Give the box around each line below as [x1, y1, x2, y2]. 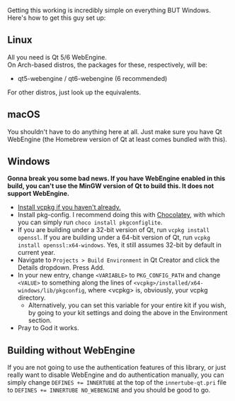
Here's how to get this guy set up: [7, 13, 106, 22]
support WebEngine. [7, 189, 69, 198]
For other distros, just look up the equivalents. [7, 88, 142, 97]
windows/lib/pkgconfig [17, 287, 85, 295]
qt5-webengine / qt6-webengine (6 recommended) [17, 74, 168, 82]
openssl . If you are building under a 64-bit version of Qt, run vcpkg [17, 234, 211, 242]
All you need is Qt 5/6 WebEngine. [7, 53, 108, 61]
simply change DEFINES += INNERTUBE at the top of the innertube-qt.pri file [7, 378, 227, 387]
